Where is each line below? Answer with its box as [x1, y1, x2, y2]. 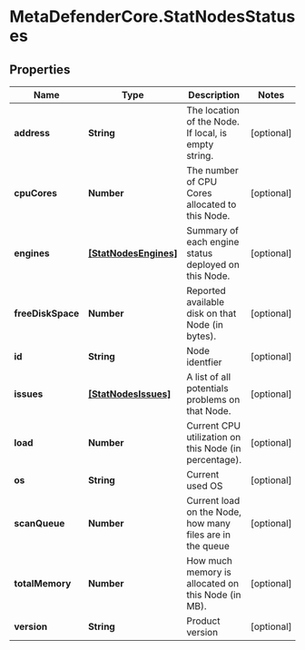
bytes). [185, 330, 217, 342]
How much [185, 555, 233, 566]
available [185, 296, 225, 308]
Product [185, 615, 221, 627]
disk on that [185, 307, 237, 320]
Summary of [185, 224, 239, 237]
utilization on [185, 431, 241, 443]
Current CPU [185, 419, 241, 432]
